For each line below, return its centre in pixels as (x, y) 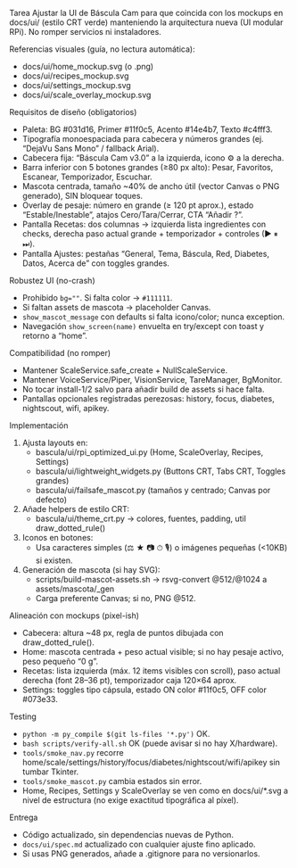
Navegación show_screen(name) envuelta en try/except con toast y (143, 326)
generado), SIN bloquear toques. (82, 196)
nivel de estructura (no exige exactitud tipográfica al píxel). (130, 800)
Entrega (24, 817)
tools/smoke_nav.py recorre (73, 752)
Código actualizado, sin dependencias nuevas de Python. (128, 835)
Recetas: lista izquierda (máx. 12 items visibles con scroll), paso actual (151, 671)
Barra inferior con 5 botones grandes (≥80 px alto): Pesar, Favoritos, (148, 167)
